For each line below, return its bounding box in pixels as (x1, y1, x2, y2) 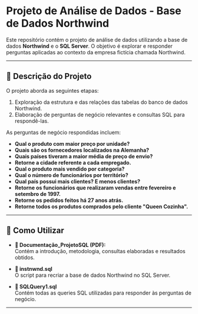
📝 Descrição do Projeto (6, 71, 92, 81)
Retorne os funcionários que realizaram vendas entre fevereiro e (14, 184, 176, 191)
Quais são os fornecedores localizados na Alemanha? (14, 146, 149, 153)
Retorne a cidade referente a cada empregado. (14, 159, 131, 166)
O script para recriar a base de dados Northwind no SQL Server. (14, 272, 171, 279)
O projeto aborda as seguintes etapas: (6, 87, 99, 94)
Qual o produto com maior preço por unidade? (14, 140, 130, 147)
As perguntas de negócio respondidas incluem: (6, 129, 121, 136)
